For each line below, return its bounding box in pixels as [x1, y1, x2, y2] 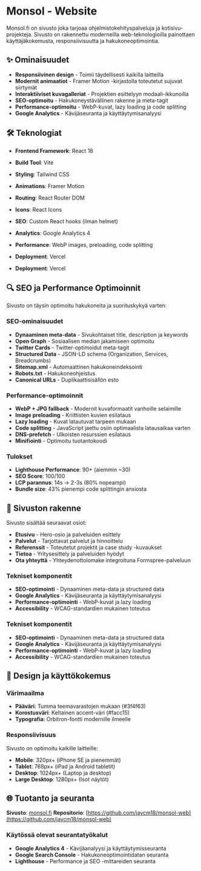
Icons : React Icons [15, 206, 62, 213]
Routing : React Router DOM [15, 194, 85, 201]
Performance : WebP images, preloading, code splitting [15, 241, 153, 248]
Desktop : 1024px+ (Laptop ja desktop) [15, 769, 112, 776]
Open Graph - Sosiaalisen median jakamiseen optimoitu [15, 337, 154, 345]
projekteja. [6, 30, 33, 38]
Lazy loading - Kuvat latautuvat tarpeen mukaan [15, 417, 136, 425]
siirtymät [15, 84, 38, 91]
